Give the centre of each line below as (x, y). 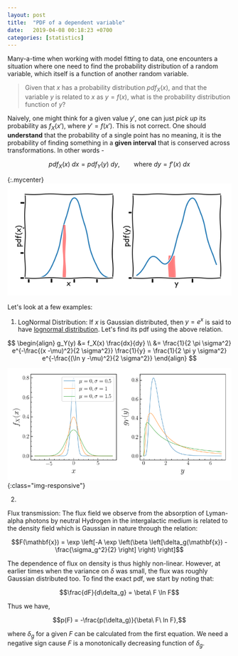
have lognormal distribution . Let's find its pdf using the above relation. (120, 329)
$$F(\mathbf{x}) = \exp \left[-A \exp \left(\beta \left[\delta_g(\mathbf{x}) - (119, 542)
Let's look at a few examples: (50, 307)
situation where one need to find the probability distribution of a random (113, 66)
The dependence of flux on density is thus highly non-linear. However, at (114, 563)
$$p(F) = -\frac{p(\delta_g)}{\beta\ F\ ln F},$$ (119, 620)
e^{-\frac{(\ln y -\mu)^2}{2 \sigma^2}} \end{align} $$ (119, 358)
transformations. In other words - (56, 150)
